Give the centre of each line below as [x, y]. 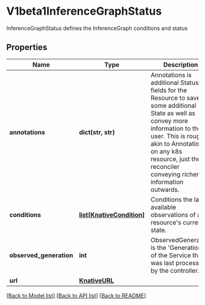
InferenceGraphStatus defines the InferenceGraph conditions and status [97, 28]
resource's [166, 222]
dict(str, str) [97, 132]
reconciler [165, 166]
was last [162, 263]
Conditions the [171, 199]
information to [171, 128]
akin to [160, 144]
